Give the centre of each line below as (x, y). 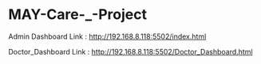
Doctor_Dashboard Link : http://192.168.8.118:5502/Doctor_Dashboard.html (130, 51)
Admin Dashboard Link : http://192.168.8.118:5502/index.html (107, 36)
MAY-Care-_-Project (78, 15)
